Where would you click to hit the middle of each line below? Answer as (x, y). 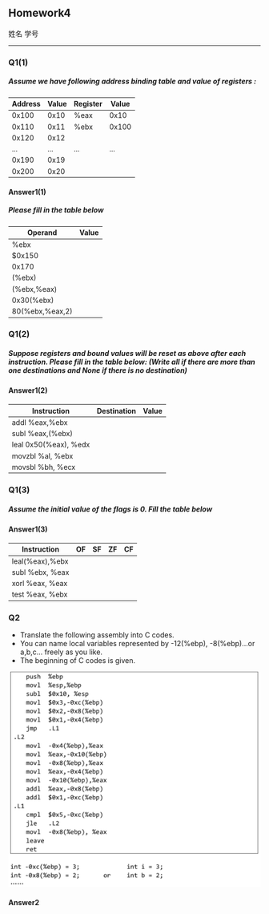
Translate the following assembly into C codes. (97, 635)
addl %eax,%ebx (40, 422)
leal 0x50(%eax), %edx (51, 445)
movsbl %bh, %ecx (44, 467)
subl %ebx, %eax (40, 572)
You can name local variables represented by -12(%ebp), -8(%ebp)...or (137, 644)
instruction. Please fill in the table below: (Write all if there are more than (132, 362)
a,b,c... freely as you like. (61, 652)
